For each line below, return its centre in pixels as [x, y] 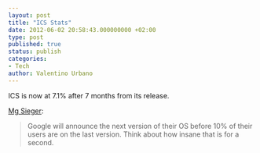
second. [40, 142]
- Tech [19, 66]
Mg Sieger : [26, 111]
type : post [26, 37]
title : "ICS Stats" [40, 23]
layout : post [29, 15]
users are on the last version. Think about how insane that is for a [133, 134]
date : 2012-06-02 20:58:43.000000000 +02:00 [82, 30]
